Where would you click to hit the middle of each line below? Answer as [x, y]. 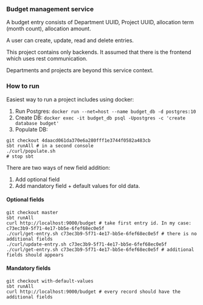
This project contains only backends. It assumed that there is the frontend [99, 52]
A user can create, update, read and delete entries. [70, 41]
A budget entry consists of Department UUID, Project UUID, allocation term [100, 22]
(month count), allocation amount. [49, 28]
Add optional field [37, 179]
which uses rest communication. [47, 59]
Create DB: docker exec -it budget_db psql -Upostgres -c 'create [100, 118]
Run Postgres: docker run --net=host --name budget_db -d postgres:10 [105, 111]
